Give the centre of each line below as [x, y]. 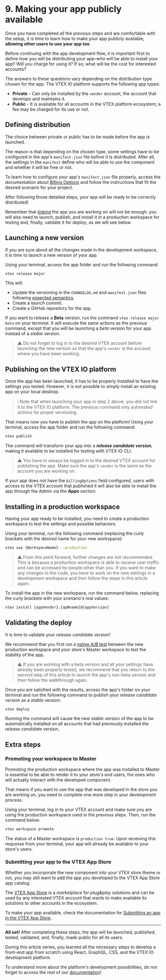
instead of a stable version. [33, 334]
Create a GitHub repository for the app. [52, 308]
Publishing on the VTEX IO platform [61, 369]
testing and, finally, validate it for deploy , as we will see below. [68, 222]
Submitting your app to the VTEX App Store [58, 862]
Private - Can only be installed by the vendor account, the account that [84, 93]
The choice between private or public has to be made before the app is [77, 136]
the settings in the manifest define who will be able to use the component [80, 162]
